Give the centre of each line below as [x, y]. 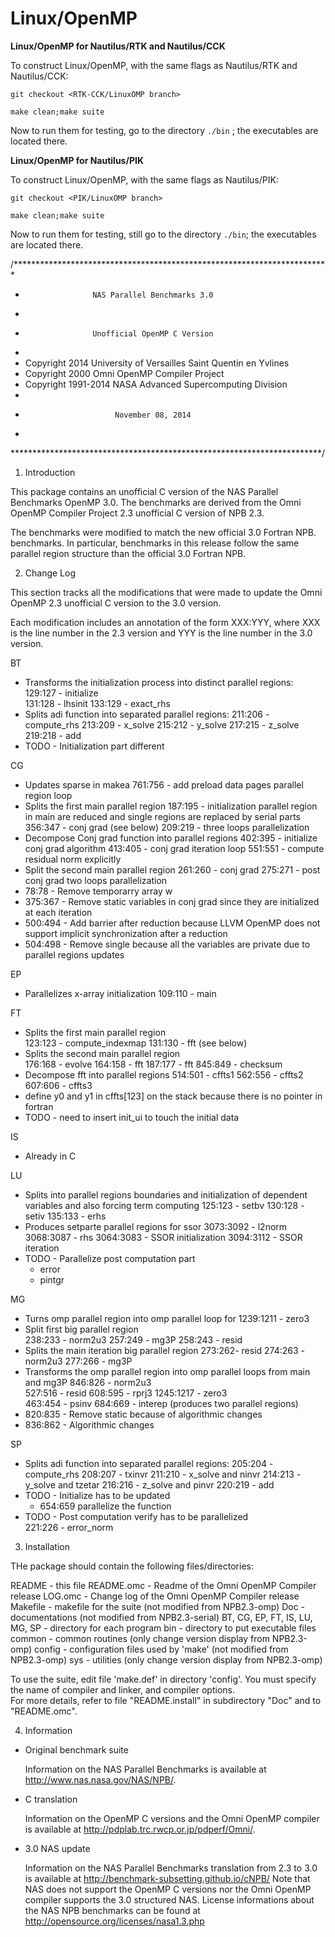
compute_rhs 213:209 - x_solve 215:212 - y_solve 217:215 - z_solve [162, 724]
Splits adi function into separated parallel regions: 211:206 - [147, 714]
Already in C [50, 1156]
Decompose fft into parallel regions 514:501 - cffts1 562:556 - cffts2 [164, 1074]
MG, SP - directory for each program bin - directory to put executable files [163, 1628]
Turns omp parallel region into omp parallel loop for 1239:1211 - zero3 [167, 1318]
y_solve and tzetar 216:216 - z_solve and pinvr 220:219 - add [149, 1484]
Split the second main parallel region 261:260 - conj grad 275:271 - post [172, 869]
